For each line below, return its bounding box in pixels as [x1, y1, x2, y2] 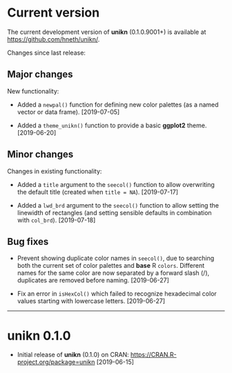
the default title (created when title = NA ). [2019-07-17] [17, 188, 178, 196]
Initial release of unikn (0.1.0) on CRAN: [17, 351, 129, 359]
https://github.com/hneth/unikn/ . [7, 35, 100, 43]
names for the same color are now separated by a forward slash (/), [17, 269, 210, 278]
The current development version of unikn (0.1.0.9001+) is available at [7, 28, 206, 36]
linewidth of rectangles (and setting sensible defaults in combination [17, 208, 212, 217]
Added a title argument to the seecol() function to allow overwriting [17, 180, 215, 188]
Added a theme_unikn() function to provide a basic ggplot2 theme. [17, 121, 207, 129]
